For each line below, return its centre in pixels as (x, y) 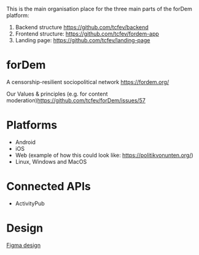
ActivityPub (30, 203)
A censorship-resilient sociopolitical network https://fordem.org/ (88, 82)
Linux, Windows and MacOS (51, 161)
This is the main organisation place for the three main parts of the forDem (99, 9)
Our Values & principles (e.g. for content (57, 94)
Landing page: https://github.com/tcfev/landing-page (83, 40)
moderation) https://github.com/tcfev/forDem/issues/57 (76, 100)
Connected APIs (49, 187)
